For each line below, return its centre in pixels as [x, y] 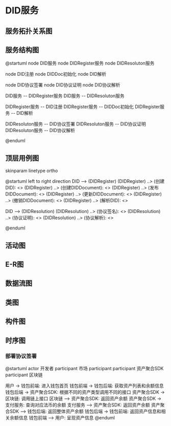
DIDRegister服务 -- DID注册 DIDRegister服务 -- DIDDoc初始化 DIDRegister [83, 107]
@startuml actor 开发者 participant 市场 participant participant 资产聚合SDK [84, 368]
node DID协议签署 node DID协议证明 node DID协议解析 [63, 85]
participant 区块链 [24, 375]
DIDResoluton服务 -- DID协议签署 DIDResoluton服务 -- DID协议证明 [76, 124]
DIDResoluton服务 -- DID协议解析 [40, 131]
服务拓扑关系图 [29, 31]
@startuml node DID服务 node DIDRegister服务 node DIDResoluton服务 [80, 63]
